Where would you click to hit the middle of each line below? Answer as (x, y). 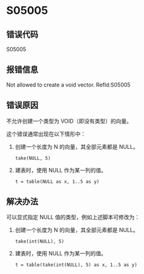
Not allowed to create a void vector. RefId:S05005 (68, 85)
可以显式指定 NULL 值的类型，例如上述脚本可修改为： (73, 217)
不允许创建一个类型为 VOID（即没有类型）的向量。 (69, 121)
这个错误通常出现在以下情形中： (46, 134)
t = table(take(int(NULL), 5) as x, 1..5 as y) (76, 265)
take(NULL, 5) (33, 158)
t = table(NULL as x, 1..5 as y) (57, 181)
